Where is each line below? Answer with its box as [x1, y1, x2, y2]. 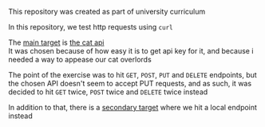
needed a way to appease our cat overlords [8, 55, 152, 64]
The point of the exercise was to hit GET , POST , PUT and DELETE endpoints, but [8, 70, 257, 79]
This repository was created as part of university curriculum [8, 7, 206, 16]
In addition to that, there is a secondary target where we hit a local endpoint [8, 103, 258, 112]
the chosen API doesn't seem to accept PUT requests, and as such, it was [8, 79, 252, 88]
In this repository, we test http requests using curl [8, 22, 173, 31]
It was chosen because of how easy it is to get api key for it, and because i [8, 46, 254, 55]
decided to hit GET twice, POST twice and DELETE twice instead [8, 87, 208, 97]
